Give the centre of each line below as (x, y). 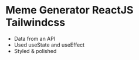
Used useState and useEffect (49, 45)
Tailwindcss (35, 22)
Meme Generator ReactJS (69, 10)
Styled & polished (35, 51)
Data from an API (35, 38)
